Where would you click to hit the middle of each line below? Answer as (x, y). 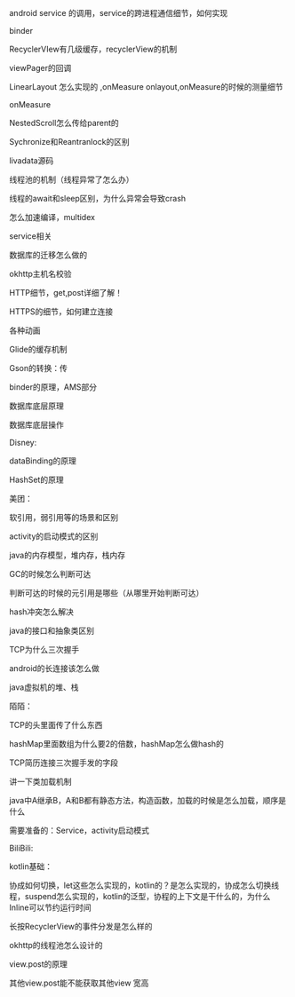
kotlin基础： (31, 866)
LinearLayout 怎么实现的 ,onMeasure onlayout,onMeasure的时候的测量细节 (146, 87)
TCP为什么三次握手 (44, 649)
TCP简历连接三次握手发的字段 (64, 763)
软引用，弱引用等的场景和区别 (64, 517)
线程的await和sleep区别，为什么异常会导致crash (98, 198)
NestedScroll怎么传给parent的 (64, 123)
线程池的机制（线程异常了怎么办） (72, 179)
